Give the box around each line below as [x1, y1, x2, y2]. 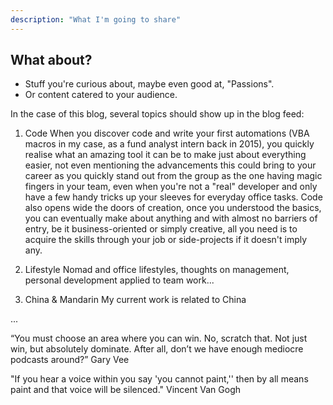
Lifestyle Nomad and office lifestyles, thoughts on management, [24, 264, 290, 276]
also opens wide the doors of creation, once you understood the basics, [24, 202, 322, 214]
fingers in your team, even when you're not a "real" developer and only [24, 181, 318, 193]
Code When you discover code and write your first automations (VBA [24, 127, 310, 140]
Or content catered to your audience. [24, 89, 178, 101]
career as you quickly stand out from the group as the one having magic [24, 170, 323, 182]
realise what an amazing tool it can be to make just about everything [24, 149, 307, 161]
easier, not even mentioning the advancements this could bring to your [24, 159, 317, 171]
